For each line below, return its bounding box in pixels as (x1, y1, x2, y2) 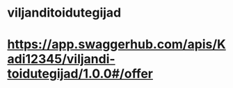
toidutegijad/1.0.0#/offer (7, 66, 154, 82)
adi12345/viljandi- (7, 51, 116, 67)
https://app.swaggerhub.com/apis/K (7, 37, 226, 53)
